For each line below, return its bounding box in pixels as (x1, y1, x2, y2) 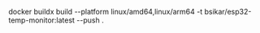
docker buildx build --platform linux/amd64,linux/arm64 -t (8, 7, 203, 16)
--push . (76, 15, 104, 25)
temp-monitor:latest (8, 15, 76, 25)
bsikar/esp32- (204, 7, 252, 16)
